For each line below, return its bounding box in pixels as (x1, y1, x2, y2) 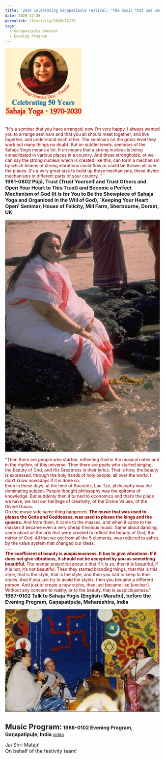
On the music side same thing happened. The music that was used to (5, 509, 147, 515)
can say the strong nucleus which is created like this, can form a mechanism (5, 157, 160, 163)
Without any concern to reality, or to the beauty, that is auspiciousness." (5, 587, 151, 593)
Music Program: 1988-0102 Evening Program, (5, 722, 133, 731)
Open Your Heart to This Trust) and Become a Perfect (5, 184, 132, 191)
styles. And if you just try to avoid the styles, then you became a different (5, 577, 153, 583)
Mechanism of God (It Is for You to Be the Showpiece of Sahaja (5, 190, 154, 197)
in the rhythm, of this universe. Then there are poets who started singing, (5, 462, 153, 467)
